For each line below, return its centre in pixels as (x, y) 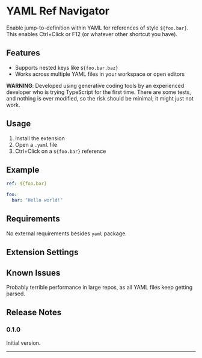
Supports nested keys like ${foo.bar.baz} (66, 67)
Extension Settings (42, 252)
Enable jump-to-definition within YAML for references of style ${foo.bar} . (97, 28)
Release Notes (34, 313)
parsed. (16, 294)
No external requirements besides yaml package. (67, 233)
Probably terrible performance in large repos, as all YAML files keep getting (99, 288)
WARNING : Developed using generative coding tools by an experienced (95, 85)
